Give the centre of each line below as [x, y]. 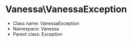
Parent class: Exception [37, 34]
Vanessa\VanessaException [66, 9]
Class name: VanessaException [46, 23]
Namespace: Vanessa [36, 28]
